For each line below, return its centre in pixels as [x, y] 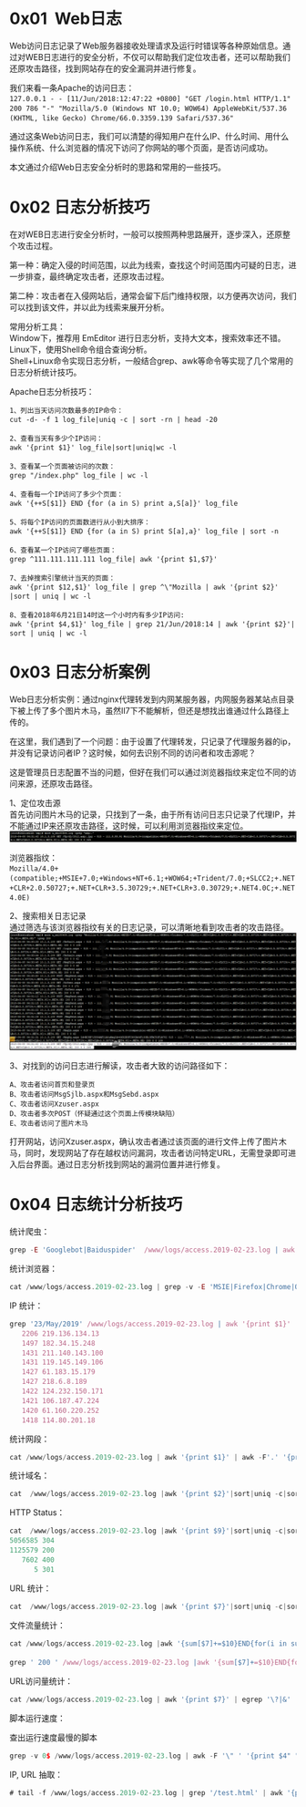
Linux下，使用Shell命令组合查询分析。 [81, 349]
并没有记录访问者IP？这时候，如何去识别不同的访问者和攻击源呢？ [133, 752]
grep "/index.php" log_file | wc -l [79, 475]
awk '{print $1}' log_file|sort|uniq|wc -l [93, 448]
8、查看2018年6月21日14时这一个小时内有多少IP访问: [97, 615]
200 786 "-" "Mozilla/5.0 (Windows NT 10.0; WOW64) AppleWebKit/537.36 [148, 108]
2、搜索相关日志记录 [48, 915]
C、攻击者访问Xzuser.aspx [55, 1104]
